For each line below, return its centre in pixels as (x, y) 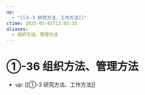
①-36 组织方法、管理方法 (72, 67)
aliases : (17, 29)
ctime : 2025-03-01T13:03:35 (42, 23)
